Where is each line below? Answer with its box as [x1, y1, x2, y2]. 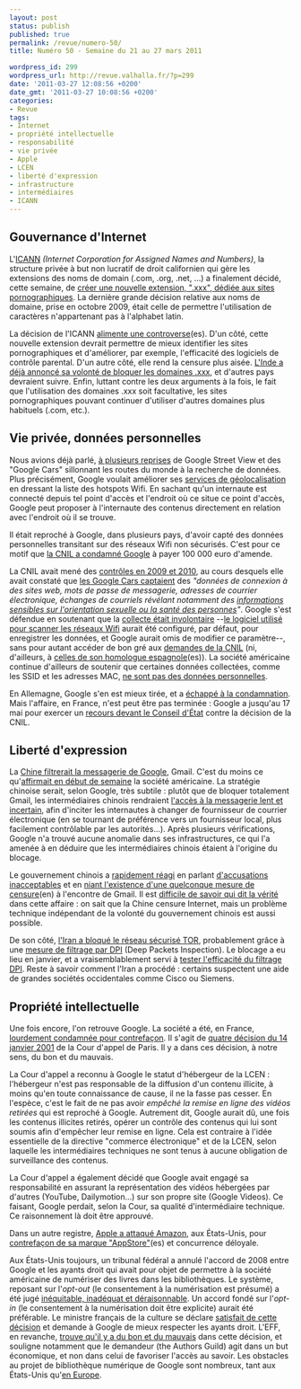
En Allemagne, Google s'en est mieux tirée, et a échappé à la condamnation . [9, 688, 291, 699]
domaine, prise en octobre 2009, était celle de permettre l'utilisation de [9, 301, 271, 312]
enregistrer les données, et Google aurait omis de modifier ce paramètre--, [9, 633, 286, 643]
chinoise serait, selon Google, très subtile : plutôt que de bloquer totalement [9, 785, 289, 796]
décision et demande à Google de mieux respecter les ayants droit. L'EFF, [9, 1322, 281, 1332]
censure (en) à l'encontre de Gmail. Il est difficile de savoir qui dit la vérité [9, 889, 279, 899]
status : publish [9, 22, 70, 31]
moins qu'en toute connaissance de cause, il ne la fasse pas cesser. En [9, 1088, 272, 1099]
